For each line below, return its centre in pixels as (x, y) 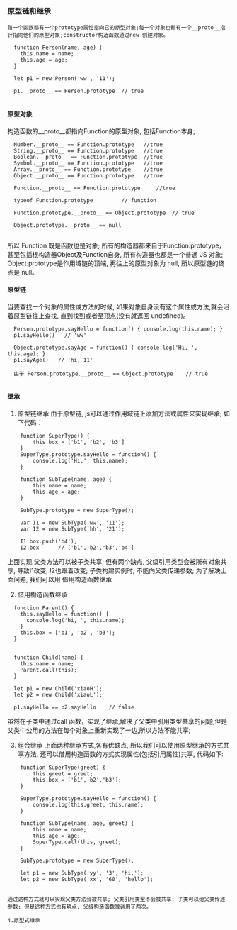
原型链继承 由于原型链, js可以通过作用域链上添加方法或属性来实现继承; (120, 414)
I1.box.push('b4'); (49, 541)
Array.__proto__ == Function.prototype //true (88, 169)
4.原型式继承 (24, 920)
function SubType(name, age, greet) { (77, 823)
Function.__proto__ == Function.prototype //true (94, 188)
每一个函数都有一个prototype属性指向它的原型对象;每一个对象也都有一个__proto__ (114, 28)
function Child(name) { (48, 658)
